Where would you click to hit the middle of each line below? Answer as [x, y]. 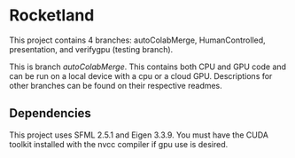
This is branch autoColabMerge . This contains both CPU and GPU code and [147, 67]
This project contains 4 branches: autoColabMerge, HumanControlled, [137, 40]
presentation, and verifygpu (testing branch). [91, 49]
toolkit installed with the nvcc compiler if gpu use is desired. [119, 144]
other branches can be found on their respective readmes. [116, 85]
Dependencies [50, 113]
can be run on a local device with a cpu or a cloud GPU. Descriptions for [141, 75]
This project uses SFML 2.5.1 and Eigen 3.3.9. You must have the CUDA [139, 135]
